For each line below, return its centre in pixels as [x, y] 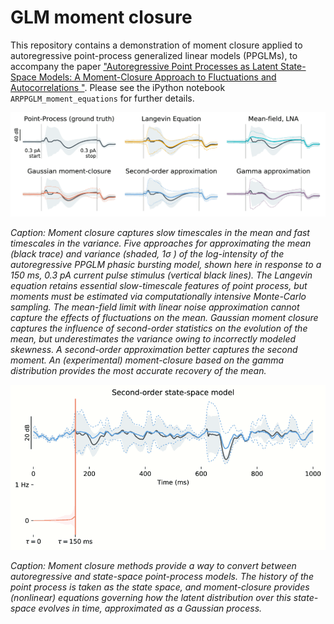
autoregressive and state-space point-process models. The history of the [162, 576]
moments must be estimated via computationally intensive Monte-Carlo [158, 296]
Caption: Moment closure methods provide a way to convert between [153, 565]
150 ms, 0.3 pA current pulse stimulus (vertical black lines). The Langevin [161, 275]
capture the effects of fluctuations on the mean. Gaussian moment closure [164, 317]
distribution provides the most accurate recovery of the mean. [138, 370]
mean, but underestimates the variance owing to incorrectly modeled [153, 338]
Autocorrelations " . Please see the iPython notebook [118, 87]
